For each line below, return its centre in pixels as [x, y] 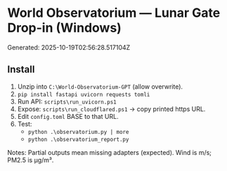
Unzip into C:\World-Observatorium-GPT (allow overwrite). [100, 87]
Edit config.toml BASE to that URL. [68, 116]
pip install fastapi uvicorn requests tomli [84, 94]
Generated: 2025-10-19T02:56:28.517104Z [69, 47]
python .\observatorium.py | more [78, 132]
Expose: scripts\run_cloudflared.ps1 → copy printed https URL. [111, 109]
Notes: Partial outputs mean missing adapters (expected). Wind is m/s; [110, 152]
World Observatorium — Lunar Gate [114, 13]
